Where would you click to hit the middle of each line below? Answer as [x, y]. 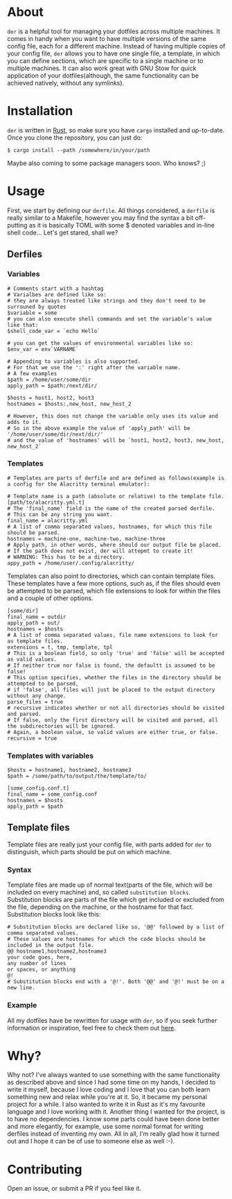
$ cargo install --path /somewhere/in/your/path [79, 150]
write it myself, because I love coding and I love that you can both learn [109, 1089]
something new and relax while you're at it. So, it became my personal [107, 1097]
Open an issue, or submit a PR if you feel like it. [74, 1189]
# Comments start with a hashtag [55, 289]
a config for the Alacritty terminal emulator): [79, 484]
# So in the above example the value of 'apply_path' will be [99, 428]
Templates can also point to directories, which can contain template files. [111, 576]
